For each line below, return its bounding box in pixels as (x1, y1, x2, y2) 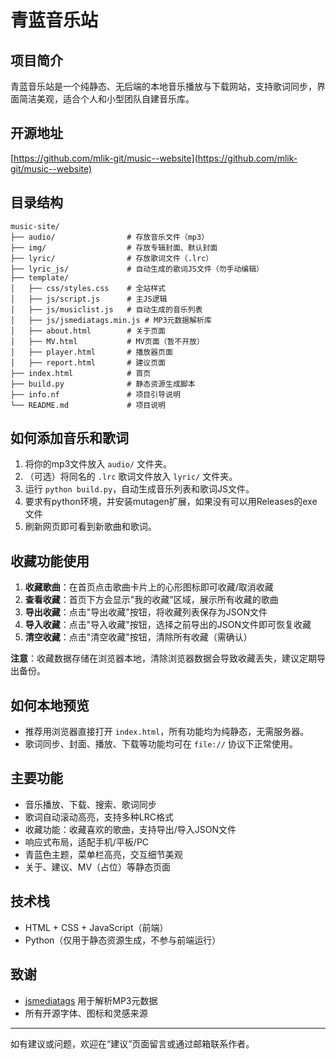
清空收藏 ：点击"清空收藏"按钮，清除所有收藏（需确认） (24, 631, 253, 643)
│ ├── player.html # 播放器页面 (10, 347, 173, 357)
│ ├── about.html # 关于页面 (10, 326, 167, 336)
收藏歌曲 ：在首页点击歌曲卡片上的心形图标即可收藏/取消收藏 (24, 581, 274, 593)
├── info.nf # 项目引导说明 (10, 389, 181, 400)
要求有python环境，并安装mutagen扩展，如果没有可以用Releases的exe (24, 496, 318, 508)
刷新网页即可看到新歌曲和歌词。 (24, 521, 157, 533)
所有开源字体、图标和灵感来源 (24, 1007, 148, 1019)
